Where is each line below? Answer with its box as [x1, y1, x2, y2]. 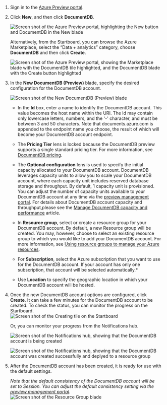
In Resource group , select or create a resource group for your [17, 220, 147, 226]
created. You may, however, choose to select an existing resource [17, 230, 155, 236]
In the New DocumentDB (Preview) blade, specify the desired [10, 80, 140, 86]
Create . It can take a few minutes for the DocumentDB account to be [10, 297, 153, 303]
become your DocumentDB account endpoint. [17, 131, 114, 138]
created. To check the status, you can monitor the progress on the [10, 302, 148, 308]
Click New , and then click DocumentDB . [10, 14, 94, 20]
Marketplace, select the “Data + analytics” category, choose [10, 44, 136, 50]
